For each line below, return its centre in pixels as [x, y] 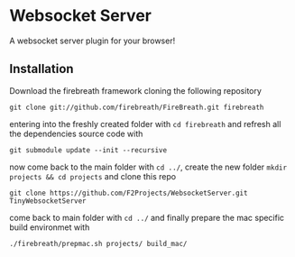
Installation [41, 69]
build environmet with [50, 227]
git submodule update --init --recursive [88, 150]
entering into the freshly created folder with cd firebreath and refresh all [145, 124]
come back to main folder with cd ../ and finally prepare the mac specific [147, 217]
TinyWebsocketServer [48, 201]
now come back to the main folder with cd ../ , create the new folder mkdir [148, 167]
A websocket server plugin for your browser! [92, 41]
